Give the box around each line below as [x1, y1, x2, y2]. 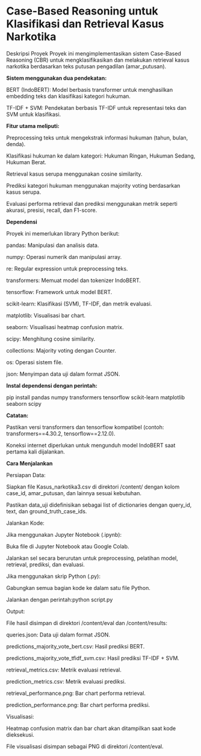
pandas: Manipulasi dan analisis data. [6, 242, 99, 249]
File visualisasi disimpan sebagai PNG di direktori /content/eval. [6, 743, 164, 750]
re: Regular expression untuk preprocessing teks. [6, 264, 128, 272]
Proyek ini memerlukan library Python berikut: [6, 229, 120, 237]
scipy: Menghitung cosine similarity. [6, 335, 96, 342]
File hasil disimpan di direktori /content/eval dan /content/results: [6, 619, 167, 626]
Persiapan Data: [6, 471, 46, 478]
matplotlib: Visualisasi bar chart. [6, 312, 86, 319]
